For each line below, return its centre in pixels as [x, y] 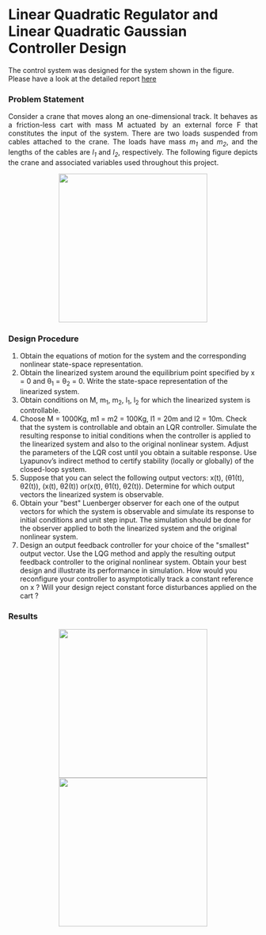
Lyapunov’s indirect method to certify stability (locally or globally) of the [137, 461]
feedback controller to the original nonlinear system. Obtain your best [133, 561]
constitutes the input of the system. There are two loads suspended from [133, 133]
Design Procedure [44, 339]
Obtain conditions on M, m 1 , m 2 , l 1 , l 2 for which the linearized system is [135, 400]
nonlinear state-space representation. [82, 364]
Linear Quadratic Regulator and [113, 15]
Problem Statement [46, 99]
